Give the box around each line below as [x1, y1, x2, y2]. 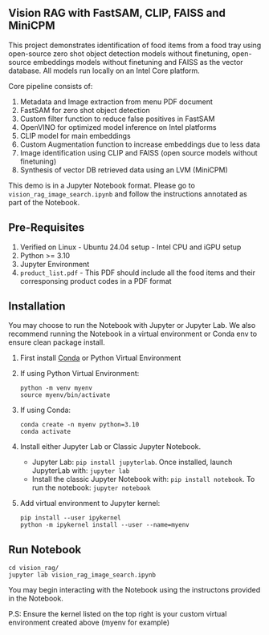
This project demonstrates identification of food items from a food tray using [8, 40, 262, 50]
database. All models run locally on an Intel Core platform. [8, 66, 201, 75]
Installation [8, 300, 66, 313]
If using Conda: [19, 405, 71, 415]
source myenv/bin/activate [19, 391, 111, 399]
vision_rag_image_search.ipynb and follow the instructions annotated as [8, 188, 247, 199]
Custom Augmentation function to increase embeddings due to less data [19, 140, 261, 149]
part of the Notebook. [8, 197, 80, 207]
